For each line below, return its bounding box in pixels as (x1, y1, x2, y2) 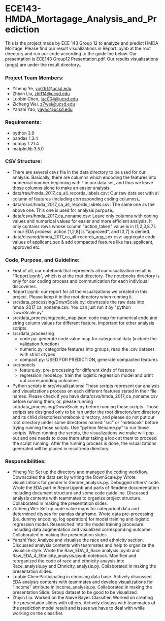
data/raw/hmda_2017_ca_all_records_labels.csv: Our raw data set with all (12, 190, 160, 196)
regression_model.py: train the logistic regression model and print (19, 372, 153, 378)
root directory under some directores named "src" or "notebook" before (12, 420, 159, 425)
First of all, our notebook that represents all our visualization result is (12, 268, 152, 274)
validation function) (19, 341, 59, 347)
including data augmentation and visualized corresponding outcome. (12, 526, 152, 532)
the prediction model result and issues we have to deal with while (12, 605, 145, 611)
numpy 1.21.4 (12, 140, 39, 146)
